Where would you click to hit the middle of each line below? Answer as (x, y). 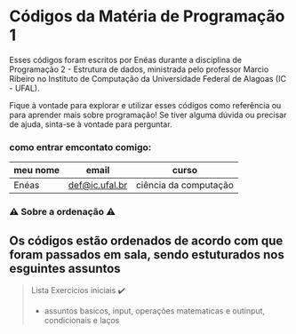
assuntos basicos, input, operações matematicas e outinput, (154, 310)
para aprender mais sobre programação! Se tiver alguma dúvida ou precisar (148, 115)
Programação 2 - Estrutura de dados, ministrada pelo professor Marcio (139, 69)
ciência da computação (185, 186)
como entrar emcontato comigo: (80, 147)
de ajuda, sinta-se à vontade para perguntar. (91, 124)
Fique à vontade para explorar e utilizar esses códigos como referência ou (145, 105)
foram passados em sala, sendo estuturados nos (147, 254)
